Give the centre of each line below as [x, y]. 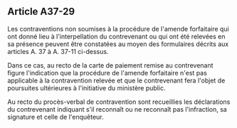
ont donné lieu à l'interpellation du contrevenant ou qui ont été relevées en [116, 36]
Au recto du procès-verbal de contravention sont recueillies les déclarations [119, 102]
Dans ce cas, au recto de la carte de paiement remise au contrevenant [110, 65]
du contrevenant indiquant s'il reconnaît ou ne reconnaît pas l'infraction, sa [117, 109]
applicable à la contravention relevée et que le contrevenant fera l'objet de [116, 80]
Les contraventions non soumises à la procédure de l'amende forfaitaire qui [118, 28]
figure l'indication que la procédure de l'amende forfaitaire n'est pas [107, 73]
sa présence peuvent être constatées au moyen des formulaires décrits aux [118, 44]
